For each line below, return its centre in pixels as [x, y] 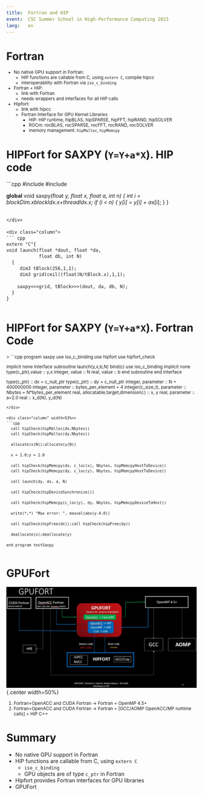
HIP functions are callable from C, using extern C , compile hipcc [88, 78]
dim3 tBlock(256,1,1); [48, 269]
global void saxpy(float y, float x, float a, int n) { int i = [73, 196]
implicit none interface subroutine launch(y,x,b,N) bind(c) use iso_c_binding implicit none [98, 367]
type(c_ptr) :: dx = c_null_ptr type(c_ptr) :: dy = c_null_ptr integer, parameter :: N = [91, 382]
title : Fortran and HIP [37, 13]
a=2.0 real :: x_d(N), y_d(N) [34, 398]
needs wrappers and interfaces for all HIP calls [69, 99]
